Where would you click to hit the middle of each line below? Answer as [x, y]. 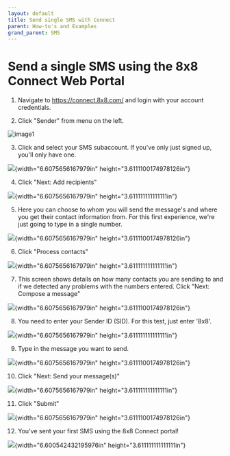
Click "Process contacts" [53, 252]
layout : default [31, 13]
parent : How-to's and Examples [52, 26]
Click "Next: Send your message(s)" [69, 376]
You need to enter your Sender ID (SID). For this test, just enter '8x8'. [115, 321]
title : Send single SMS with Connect [62, 20]
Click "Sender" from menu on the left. [71, 121]
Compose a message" [49, 294]
